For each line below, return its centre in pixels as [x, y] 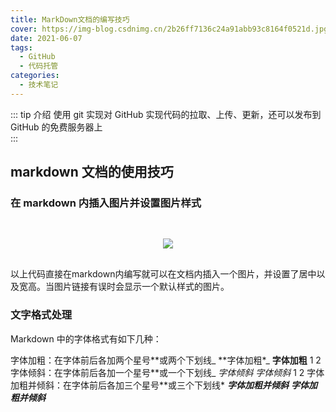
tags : [21, 47]
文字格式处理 [41, 315]
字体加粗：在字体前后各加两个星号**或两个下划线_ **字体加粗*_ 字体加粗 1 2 [166, 360]
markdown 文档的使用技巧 [92, 172]
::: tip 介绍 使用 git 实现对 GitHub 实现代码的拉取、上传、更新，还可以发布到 [166, 114]
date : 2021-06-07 [46, 38]
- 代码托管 [39, 66]
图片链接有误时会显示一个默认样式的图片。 [141, 287]
